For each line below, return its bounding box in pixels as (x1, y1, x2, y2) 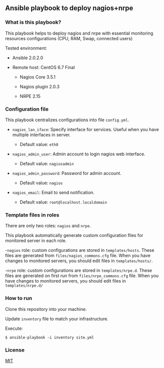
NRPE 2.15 (19, 93, 41, 99)
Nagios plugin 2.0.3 (19, 83, 60, 89)
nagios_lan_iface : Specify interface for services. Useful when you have (12, 126, 160, 132)
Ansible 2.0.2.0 (12, 55, 44, 61)
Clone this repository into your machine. (5, 306, 87, 312)
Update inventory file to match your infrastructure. (5, 315, 109, 322)
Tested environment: (5, 45, 48, 51)
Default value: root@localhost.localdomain (19, 199, 108, 205)
